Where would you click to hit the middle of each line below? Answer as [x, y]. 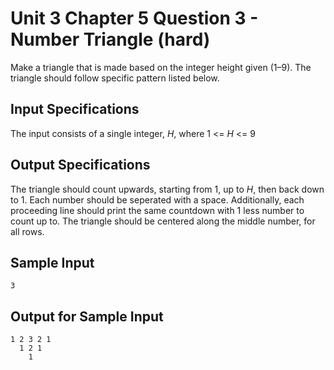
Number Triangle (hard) [110, 39]
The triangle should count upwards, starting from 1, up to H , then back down [167, 189]
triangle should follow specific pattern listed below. [115, 78]
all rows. [27, 231]
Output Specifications [80, 165]
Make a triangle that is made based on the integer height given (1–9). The [161, 67]
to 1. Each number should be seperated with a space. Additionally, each [157, 199]
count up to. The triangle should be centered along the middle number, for [163, 221]
